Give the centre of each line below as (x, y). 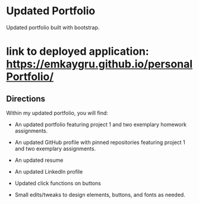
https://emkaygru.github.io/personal (99, 64)
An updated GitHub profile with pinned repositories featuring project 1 (100, 142)
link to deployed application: (78, 51)
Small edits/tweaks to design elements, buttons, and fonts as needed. (100, 194)
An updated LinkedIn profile (49, 171)
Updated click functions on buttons (58, 183)
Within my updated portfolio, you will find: (57, 113)
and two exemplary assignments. (55, 148)
